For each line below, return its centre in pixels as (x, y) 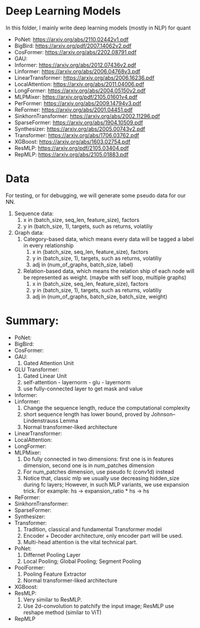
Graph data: (29, 232)
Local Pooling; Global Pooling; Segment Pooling (82, 561)
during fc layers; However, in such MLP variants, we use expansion (106, 484)
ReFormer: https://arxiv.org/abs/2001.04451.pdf (74, 109)
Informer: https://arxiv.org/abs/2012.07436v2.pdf (75, 65)
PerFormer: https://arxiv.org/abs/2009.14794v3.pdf (78, 103)
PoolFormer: (30, 567)
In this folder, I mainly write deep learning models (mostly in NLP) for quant (98, 28)
